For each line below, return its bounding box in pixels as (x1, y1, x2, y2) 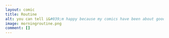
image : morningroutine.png (5, 21, 62, 26)
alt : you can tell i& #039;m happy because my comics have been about (5, 16, 154, 21)
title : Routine (5, 12, 37, 17)
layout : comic (5, 7, 35, 12)
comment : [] (5, 26, 30, 31)
